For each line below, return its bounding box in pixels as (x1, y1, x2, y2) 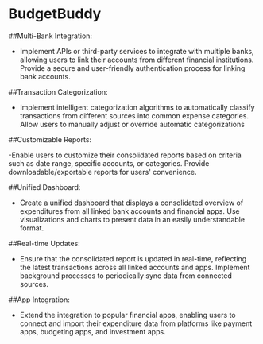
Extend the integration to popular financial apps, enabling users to (19, 310, 236, 319)
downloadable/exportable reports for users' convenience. (8, 167, 197, 176)
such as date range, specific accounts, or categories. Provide (8, 158, 210, 168)
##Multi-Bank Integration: (8, 31, 93, 41)
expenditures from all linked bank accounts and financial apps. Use (19, 206, 240, 215)
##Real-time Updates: (8, 238, 81, 248)
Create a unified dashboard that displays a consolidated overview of (19, 198, 244, 207)
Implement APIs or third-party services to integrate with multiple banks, (19, 46, 254, 56)
